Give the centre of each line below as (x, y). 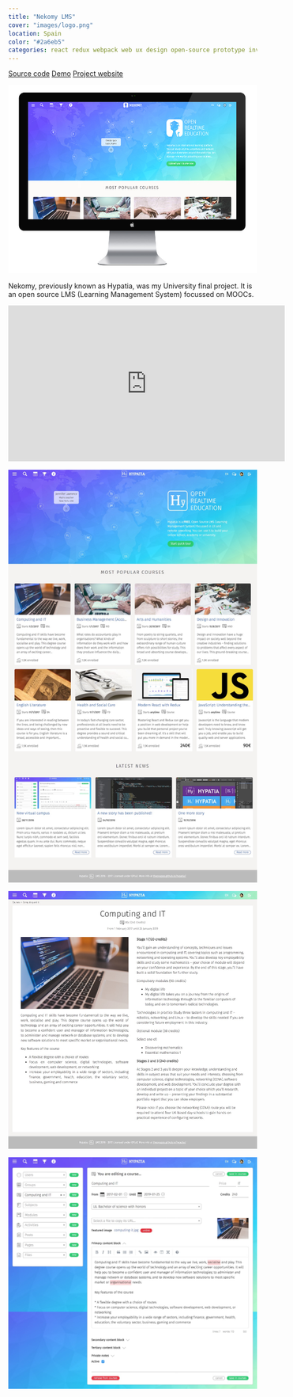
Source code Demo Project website (66, 74)
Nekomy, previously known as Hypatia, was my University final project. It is (130, 286)
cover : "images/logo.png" (51, 25)
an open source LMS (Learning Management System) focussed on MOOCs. (131, 295)
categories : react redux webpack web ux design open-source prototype (127, 50)
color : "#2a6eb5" (37, 42)
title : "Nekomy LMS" (42, 17)
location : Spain (35, 33)
